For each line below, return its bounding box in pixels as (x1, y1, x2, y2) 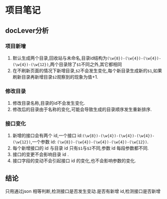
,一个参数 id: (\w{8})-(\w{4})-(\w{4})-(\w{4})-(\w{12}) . (31, 139, 149, 145)
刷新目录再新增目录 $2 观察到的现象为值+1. (12, 74, 99, 80)
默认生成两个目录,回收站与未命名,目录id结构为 (12, 55, 107, 61)
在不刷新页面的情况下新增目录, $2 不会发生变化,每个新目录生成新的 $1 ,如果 (12, 68, 162, 74)
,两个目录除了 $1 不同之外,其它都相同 (48, 61, 122, 67)
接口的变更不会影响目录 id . (12, 152, 69, 158)
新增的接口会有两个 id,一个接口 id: (12, 132, 83, 139)
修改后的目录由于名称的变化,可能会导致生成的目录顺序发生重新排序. (12, 106, 152, 112)
